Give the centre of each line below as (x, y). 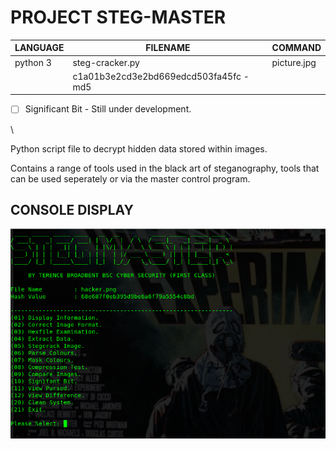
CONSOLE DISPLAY (72, 209)
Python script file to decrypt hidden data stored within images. (139, 148)
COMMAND (296, 48)
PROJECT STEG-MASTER (118, 17)
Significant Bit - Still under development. (108, 109)
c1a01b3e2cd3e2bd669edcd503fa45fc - (161, 76)
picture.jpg (294, 62)
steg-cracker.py (106, 62)
